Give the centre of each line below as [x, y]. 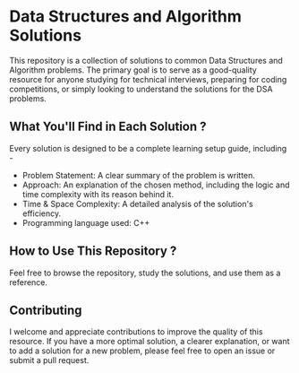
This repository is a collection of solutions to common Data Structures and [146, 60]
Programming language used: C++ [86, 222]
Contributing [46, 310]
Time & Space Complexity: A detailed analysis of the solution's [137, 204]
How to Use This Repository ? [93, 252]
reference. [28, 282]
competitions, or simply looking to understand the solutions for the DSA [141, 89]
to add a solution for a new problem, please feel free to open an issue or [142, 351]
